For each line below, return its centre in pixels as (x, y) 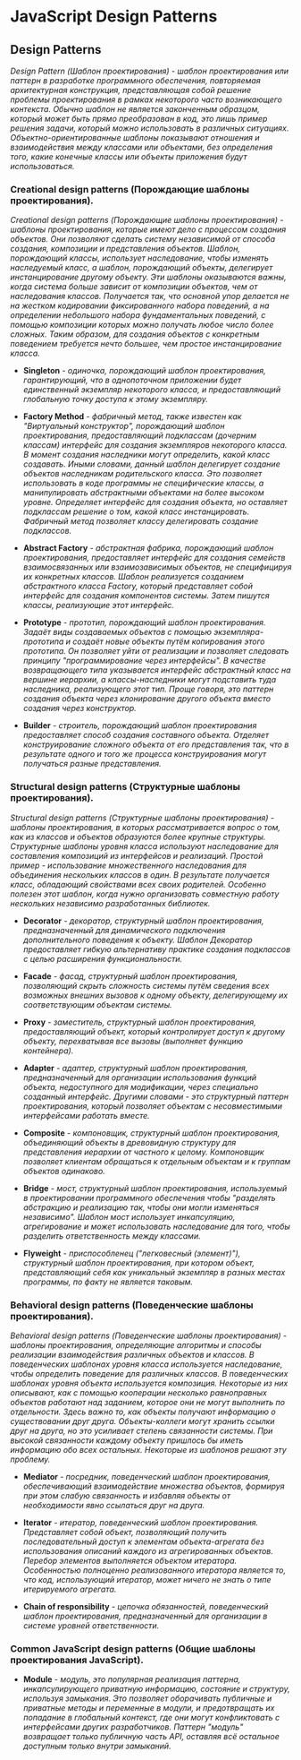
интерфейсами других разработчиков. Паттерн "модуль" (133, 1727)
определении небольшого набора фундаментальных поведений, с (138, 315)
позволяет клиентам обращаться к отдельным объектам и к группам (157, 1161)
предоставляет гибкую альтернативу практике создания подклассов (157, 949)
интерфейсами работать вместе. (86, 1115)
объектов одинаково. (64, 1171)
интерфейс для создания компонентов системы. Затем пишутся (146, 596)
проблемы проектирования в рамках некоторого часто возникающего (146, 99)
